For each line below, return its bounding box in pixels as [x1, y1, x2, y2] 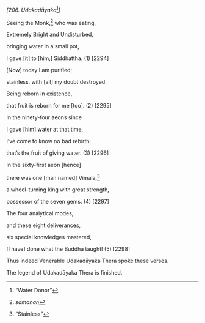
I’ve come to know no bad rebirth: [6, 138, 92, 145]
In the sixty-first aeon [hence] [6, 161, 81, 169]
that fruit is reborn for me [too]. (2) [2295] [6, 102, 112, 110]
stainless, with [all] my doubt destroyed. [6, 78, 107, 86]
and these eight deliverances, [6, 221, 81, 229]
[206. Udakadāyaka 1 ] [6, 6, 61, 13]
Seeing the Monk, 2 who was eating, [6, 18, 96, 26]
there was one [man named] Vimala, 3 [6, 173, 100, 181]
